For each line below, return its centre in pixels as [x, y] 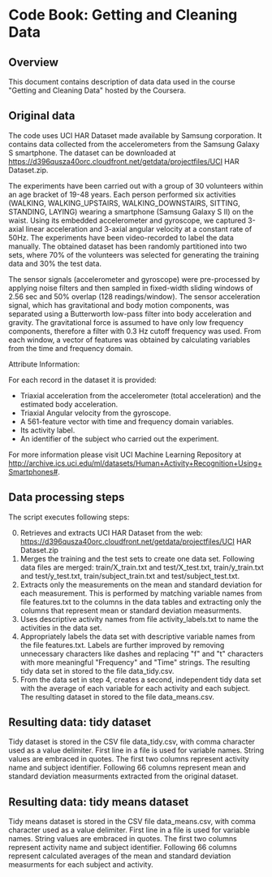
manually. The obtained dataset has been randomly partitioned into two [128, 246]
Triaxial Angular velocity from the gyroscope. [95, 413]
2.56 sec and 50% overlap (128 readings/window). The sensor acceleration [134, 296]
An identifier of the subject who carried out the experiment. [119, 438]
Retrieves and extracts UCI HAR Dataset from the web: [111, 532]
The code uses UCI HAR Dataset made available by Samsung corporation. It [135, 135]
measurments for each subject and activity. [81, 865]
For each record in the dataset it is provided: [82, 380]
